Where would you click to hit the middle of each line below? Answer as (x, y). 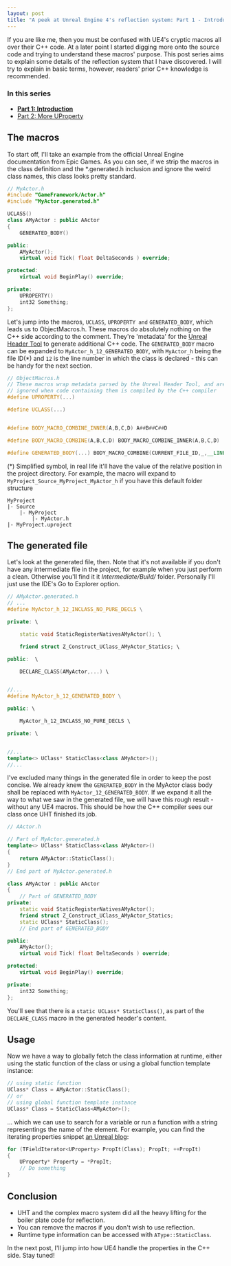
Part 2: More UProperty (50, 116)
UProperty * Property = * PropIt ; (66, 1162)
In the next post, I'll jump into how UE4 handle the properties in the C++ (109, 1247)
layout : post (26, 13)
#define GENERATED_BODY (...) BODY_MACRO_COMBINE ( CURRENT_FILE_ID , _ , (107, 453)
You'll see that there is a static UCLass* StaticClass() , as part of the (106, 1010)
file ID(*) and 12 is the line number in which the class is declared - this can (113, 358)
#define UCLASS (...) (37, 410)
